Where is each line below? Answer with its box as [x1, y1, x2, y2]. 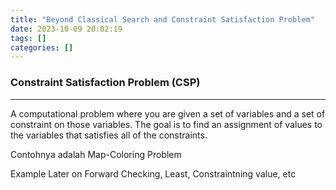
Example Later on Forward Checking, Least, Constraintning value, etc [10, 167, 297, 180]
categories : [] [10, 42, 74, 53]
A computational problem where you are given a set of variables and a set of [10, 107, 326, 120]
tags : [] [10, 33, 47, 43]
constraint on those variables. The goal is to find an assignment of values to [10, 118, 323, 130]
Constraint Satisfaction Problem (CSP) [10, 76, 201, 90]
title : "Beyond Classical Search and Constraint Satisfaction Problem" [10, 14, 315, 25]
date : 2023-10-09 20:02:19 [10, 24, 123, 34]
